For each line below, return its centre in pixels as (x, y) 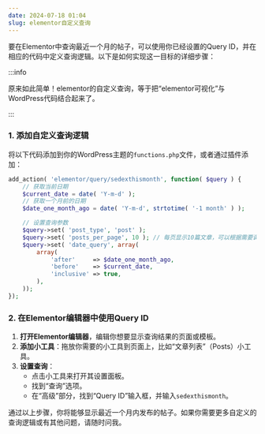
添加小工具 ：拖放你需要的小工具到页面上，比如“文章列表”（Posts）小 (132, 346)
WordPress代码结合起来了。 (54, 98)
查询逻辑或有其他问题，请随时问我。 (67, 422)
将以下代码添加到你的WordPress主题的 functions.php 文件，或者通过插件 (125, 154)
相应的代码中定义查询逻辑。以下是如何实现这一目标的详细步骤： (112, 56)
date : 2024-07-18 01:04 (47, 15)
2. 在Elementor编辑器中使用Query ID (78, 318)
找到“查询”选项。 (59, 386)
